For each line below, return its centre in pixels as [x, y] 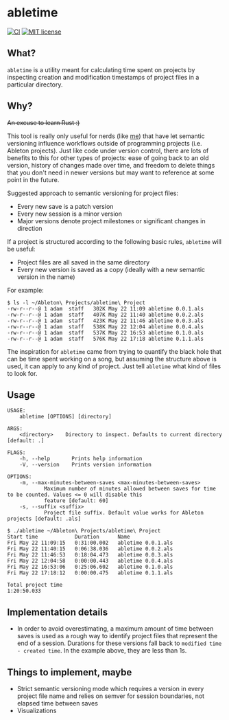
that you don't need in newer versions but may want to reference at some [111, 172]
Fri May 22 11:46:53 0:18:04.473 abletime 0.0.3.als [90, 555]
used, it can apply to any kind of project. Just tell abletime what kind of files [114, 366]
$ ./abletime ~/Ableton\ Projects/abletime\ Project [84, 531]
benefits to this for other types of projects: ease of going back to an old [108, 158]
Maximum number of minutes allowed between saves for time [130, 489]
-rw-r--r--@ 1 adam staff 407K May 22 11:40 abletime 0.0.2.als [106, 315]
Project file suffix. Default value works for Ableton [124, 513]
